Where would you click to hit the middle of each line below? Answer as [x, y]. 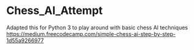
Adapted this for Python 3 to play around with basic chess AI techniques [97, 27]
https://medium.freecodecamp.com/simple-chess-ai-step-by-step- [91, 34]
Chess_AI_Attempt [55, 11]
